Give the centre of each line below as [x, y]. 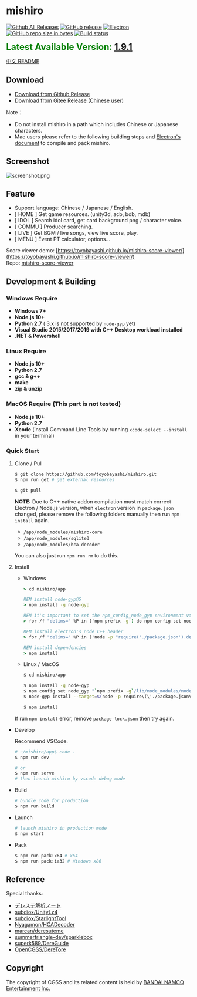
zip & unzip [28, 389]
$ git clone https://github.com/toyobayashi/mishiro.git [86, 474]
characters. [28, 130]
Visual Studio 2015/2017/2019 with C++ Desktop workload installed [98, 330]
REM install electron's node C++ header [73, 631]
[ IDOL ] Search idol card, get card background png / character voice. [98, 221]
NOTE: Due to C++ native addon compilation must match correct [93, 501]
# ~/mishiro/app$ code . [45, 752]
